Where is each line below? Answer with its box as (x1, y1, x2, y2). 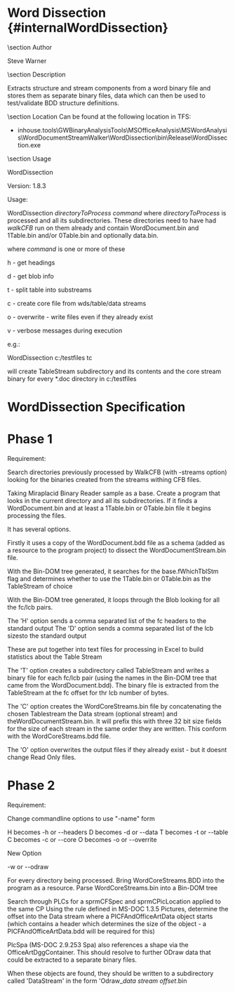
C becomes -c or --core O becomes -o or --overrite (7, 836, 157, 843)
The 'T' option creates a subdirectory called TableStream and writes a (7, 666, 209, 675)
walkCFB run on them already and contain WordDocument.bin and (7, 223, 199, 232)
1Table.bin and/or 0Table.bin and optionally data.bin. (7, 231, 159, 239)
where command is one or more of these (7, 244, 126, 253)
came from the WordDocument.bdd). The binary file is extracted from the (7, 681, 220, 690)
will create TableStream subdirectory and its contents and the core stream (7, 367, 222, 375)
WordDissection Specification (7, 399, 186, 415)
